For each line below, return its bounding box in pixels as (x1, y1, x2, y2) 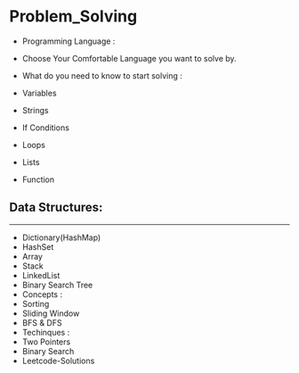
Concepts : (21, 288, 63, 300)
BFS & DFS (21, 317, 62, 327)
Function (21, 174, 55, 185)
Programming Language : (21, 36, 116, 46)
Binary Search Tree (21, 279, 93, 290)
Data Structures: (9, 200, 103, 215)
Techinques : (21, 327, 70, 337)
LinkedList (21, 269, 61, 280)
